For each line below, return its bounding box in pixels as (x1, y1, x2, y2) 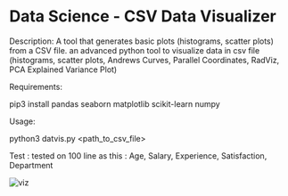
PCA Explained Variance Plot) (9, 64, 118, 75)
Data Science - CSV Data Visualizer (9, 6, 276, 27)
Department (9, 159, 53, 170)
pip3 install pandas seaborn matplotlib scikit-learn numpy (9, 98, 220, 109)
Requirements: (9, 81, 62, 92)
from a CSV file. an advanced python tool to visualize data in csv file (9, 45, 260, 55)
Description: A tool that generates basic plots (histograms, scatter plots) (9, 36, 275, 46)
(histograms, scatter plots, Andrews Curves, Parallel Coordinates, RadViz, (9, 54, 280, 65)
